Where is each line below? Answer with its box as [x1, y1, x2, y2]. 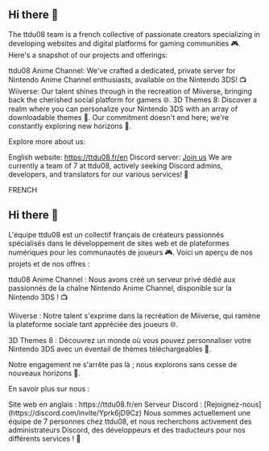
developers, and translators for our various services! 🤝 [8, 169, 189, 179]
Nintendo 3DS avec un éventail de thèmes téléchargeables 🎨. [8, 344, 212, 354]
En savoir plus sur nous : [8, 383, 90, 393]
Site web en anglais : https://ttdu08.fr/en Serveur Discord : [8, 399, 203, 409]
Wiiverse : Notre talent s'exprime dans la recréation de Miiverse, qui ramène [8, 311, 261, 321]
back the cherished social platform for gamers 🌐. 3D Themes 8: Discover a [8, 94, 258, 105]
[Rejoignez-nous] [204, 399, 262, 409]
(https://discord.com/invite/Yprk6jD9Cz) [8, 408, 143, 417]
